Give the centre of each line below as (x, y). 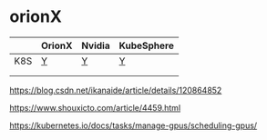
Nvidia (96, 45)
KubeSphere (147, 45)
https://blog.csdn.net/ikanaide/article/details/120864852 (116, 90)
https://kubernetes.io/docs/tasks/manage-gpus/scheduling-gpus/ (133, 125)
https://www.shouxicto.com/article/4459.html (95, 107)
